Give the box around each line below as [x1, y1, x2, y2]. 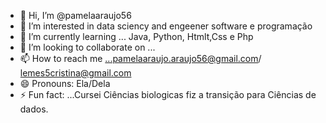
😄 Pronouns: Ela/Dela [19, 78, 111, 89]
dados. [19, 103, 49, 115]
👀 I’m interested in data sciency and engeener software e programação [19, 20, 313, 32]
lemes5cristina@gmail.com [19, 67, 132, 79]
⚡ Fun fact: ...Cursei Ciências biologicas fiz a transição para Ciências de [19, 89, 317, 100]
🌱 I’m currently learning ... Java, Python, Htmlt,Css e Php [19, 31, 254, 42]
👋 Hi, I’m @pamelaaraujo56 [19, 10, 132, 21]
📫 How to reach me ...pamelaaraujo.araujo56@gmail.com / [19, 53, 262, 64]
